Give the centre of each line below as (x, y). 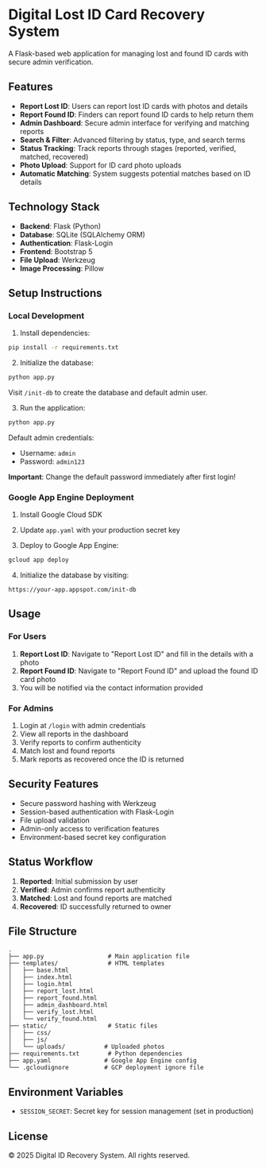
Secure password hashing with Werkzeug (88, 803)
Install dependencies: (55, 333)
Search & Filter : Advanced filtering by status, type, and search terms (133, 140)
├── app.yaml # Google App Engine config (102, 1061)
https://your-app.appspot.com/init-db (72, 590)
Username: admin (48, 453)
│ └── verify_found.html (53, 1019)
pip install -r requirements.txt (64, 348)
